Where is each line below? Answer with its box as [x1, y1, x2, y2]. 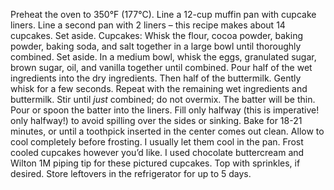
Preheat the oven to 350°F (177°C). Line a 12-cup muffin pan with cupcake [10, 9, 317, 20]
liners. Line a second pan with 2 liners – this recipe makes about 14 [10, 19, 286, 31]
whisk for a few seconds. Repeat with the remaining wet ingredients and [10, 83, 308, 94]
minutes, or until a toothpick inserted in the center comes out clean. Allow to [10, 125, 325, 137]
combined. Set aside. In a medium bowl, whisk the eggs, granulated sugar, [10, 51, 317, 63]
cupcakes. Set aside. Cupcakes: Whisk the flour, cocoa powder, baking [10, 30, 303, 41]
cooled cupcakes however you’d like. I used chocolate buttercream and [10, 147, 305, 158]
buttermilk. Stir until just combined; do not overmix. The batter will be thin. [10, 94, 316, 105]
